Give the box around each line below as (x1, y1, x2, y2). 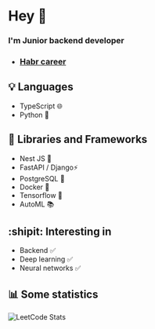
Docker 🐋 (19, 182, 50, 192)
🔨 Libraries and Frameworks (8, 133, 148, 146)
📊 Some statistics (8, 287, 99, 301)
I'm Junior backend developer (8, 35, 124, 46)
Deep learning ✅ (19, 254, 74, 264)
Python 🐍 (19, 110, 49, 119)
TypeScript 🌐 (19, 101, 63, 111)
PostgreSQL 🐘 (19, 174, 65, 183)
